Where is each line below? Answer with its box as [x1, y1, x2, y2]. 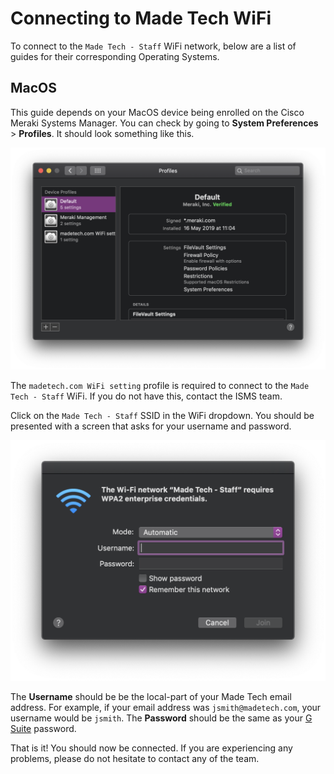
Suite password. [10, 722, 77, 734]
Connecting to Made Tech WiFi [10, 7, 272, 30]
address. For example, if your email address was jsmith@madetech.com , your [10, 701, 322, 713]
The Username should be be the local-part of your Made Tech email [10, 690, 292, 702]
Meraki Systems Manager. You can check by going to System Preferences [10, 117, 319, 129]
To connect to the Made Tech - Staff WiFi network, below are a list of [10, 40, 297, 52]
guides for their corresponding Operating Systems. [10, 50, 220, 62]
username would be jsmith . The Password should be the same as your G [10, 712, 313, 724]
